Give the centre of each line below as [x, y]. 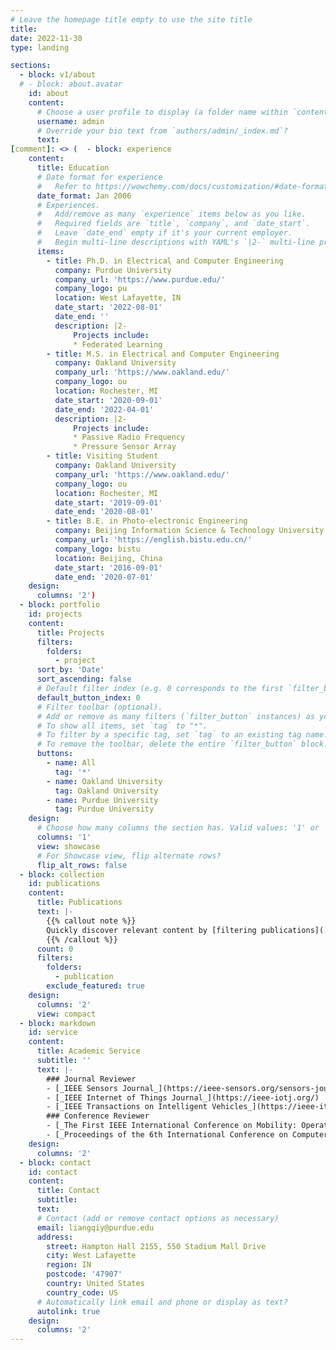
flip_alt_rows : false [82, 865]
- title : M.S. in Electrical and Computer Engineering [163, 354]
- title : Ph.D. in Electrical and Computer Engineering [165, 261]
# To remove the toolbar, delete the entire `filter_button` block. [182, 744]
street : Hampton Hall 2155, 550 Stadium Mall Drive [156, 1246]
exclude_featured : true [95, 986]
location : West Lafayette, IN [118, 298]
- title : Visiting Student [102, 456]
